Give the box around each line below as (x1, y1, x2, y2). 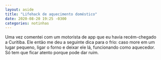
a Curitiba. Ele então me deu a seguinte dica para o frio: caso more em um (5, 40, 155, 45)
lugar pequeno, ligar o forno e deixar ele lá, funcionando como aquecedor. (5, 44, 155, 50)
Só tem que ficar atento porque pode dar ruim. (5, 50, 99, 56)
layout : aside (5, 7, 34, 12)
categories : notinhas (5, 20, 49, 26)
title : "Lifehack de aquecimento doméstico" (5, 12, 97, 17)
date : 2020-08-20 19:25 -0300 (5, 16, 67, 21)
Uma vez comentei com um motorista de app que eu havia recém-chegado (5, 34, 157, 40)
